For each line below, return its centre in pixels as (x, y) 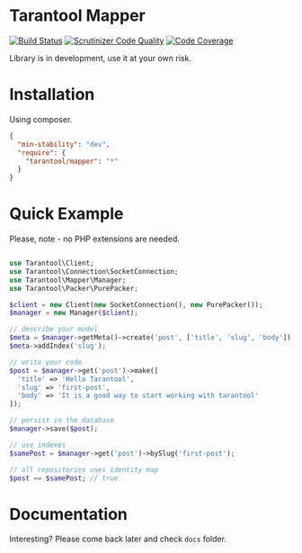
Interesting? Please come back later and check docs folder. (118, 539)
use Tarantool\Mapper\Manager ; (68, 280)
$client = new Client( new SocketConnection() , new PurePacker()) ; (136, 304)
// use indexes (38, 445)
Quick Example (67, 214)
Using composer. (41, 119)
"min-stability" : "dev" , (64, 144)
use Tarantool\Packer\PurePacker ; (74, 288)
